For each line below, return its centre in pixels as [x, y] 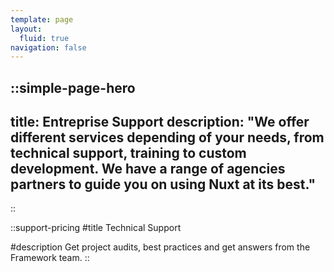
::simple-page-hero [73, 87]
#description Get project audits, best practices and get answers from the [160, 247]
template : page [42, 19]
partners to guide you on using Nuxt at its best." [163, 184]
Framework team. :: [50, 258]
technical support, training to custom [128, 153]
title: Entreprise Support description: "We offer [160, 122]
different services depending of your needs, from [167, 137]
